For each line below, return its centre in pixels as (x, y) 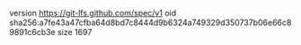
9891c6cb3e (32, 32)
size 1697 (75, 32)
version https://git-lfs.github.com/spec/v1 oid (93, 13)
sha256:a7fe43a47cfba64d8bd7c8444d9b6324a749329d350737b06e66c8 (150, 22)
